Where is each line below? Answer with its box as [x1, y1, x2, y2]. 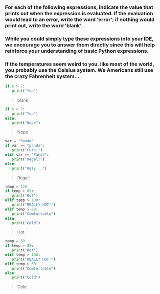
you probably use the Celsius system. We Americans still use [5, 66, 154, 73]
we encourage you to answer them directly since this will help [5, 41, 155, 48]
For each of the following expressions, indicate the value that [5, 4, 153, 11]
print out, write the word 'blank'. [5, 22, 83, 29]
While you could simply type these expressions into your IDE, [5, 35, 154, 42]
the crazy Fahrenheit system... [5, 73, 80, 80]
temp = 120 [5, 184, 27, 189]
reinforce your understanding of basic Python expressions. [5, 47, 149, 54]
